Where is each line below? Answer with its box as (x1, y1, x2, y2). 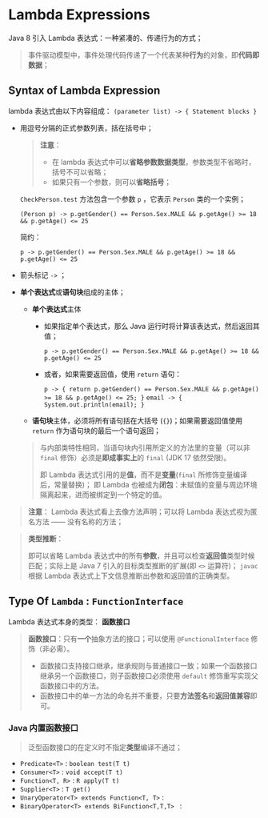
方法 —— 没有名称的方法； (34, 516, 124, 526)
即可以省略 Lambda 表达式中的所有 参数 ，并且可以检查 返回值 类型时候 (27, 551, 255, 560)
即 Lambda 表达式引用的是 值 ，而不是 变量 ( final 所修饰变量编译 (39, 470, 248, 479)
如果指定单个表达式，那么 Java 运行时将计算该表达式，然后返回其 (43, 321, 260, 331)
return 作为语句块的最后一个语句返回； (31, 426, 162, 435)
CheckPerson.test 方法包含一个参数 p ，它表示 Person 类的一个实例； (19, 194, 246, 203)
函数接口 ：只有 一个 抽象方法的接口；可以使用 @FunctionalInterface (27, 634, 250, 644)
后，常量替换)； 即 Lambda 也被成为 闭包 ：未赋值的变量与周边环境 (39, 479, 258, 489)
